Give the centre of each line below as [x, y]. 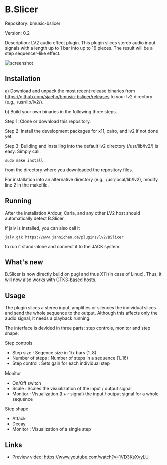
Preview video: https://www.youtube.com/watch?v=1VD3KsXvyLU [80, 457]
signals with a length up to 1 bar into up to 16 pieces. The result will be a [79, 48]
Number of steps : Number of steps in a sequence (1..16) [70, 358]
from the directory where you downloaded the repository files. [69, 170]
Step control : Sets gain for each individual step [61, 363]
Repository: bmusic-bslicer [33, 23]
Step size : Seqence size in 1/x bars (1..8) [54, 353]
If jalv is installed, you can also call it [43, 228]
